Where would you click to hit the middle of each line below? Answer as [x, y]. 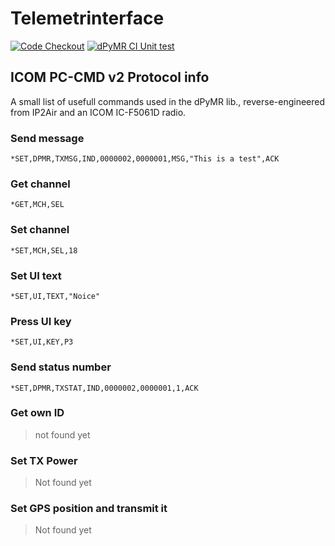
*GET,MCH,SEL [37, 205]
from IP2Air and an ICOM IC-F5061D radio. [98, 112]
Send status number [61, 367]
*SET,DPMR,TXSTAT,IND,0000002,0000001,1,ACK [104, 388]
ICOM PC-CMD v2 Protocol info [110, 77]
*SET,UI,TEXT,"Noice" [55, 296]
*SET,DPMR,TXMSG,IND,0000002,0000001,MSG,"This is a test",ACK [145, 159]
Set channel [40, 230]
